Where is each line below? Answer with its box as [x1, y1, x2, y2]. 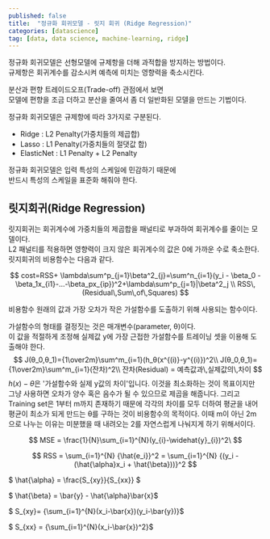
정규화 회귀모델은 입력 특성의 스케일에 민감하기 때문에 [8, 165, 177, 175]
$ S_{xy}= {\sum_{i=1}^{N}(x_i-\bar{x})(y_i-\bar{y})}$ [8, 507, 185, 516]
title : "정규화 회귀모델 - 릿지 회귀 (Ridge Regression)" [8, 19, 192, 27]
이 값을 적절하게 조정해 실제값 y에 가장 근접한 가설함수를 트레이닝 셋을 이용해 [8, 332, 249, 342]
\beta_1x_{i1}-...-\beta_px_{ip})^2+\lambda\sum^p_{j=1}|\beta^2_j [15, 280, 230, 289]
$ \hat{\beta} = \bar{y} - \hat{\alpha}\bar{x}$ [8, 491, 159, 501]
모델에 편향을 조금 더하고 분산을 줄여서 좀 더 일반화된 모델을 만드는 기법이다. [8, 95, 247, 105]
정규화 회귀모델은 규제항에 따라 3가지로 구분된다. [8, 112, 161, 122]
